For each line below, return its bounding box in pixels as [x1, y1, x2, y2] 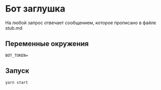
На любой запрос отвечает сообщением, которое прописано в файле [5, 20, 156, 26]
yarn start [5, 80, 28, 85]
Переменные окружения [5, 40, 89, 48]
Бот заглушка [5, 3, 66, 15]
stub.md [5, 25, 23, 31]
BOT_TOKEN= [5, 53, 28, 58]
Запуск [5, 66, 29, 75]
